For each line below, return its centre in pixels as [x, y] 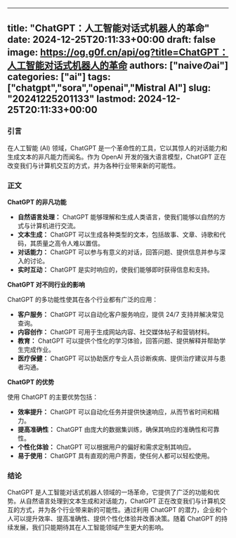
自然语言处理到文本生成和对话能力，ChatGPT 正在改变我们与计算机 [123, 501]
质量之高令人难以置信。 [70, 243]
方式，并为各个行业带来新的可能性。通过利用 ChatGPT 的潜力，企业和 [120, 510]
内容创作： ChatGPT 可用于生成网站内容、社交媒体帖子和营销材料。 [116, 332]
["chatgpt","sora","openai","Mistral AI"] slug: [109, 88]
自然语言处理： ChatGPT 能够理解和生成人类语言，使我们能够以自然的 [118, 217]
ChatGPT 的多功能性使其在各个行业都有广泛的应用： [83, 299]
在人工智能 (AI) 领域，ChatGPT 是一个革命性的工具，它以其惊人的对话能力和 [117, 147]
